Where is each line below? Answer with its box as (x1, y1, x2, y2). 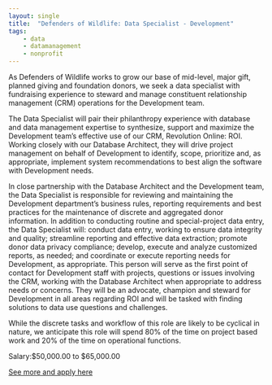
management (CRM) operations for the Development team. (8, 98, 205, 107)
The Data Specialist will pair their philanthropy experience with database (8, 114, 251, 123)
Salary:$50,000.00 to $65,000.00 (8, 352, 120, 361)
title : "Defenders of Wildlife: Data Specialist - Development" (8, 20, 234, 28)
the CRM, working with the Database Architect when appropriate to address (8, 277, 262, 286)
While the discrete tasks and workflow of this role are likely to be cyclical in (8, 318, 260, 328)
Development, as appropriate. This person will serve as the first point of (8, 260, 248, 269)
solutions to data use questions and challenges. (8, 303, 168, 312)
